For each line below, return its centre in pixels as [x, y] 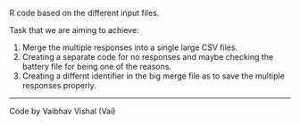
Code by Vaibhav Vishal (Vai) [62, 111]
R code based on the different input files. [84, 13]
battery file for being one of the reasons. [97, 67]
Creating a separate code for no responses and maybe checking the [148, 57]
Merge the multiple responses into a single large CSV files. [130, 47]
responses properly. [59, 85]
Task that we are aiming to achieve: [75, 30]
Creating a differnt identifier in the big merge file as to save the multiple [154, 76]
